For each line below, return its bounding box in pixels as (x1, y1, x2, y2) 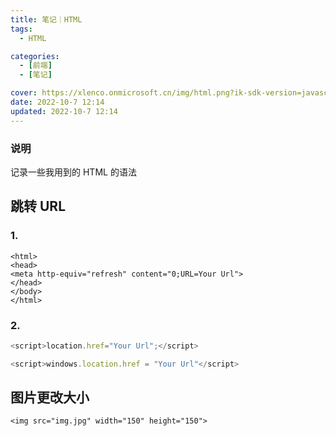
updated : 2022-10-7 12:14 (10, 106, 118, 116)
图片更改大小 (10, 389, 90, 406)
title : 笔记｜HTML (10, 14, 83, 25)
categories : (10, 51, 60, 61)
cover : (10, 88, 38, 98)
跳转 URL (10, 198, 67, 215)
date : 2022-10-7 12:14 (10, 97, 105, 107)
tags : (10, 24, 33, 34)
